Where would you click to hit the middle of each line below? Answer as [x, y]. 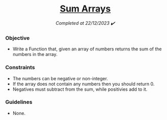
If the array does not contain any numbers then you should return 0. [83, 84]
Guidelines [19, 102]
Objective [18, 38]
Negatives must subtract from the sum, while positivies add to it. [80, 89]
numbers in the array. [35, 54]
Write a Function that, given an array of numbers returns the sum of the [87, 49]
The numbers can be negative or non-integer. [60, 78]
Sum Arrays [85, 9]
